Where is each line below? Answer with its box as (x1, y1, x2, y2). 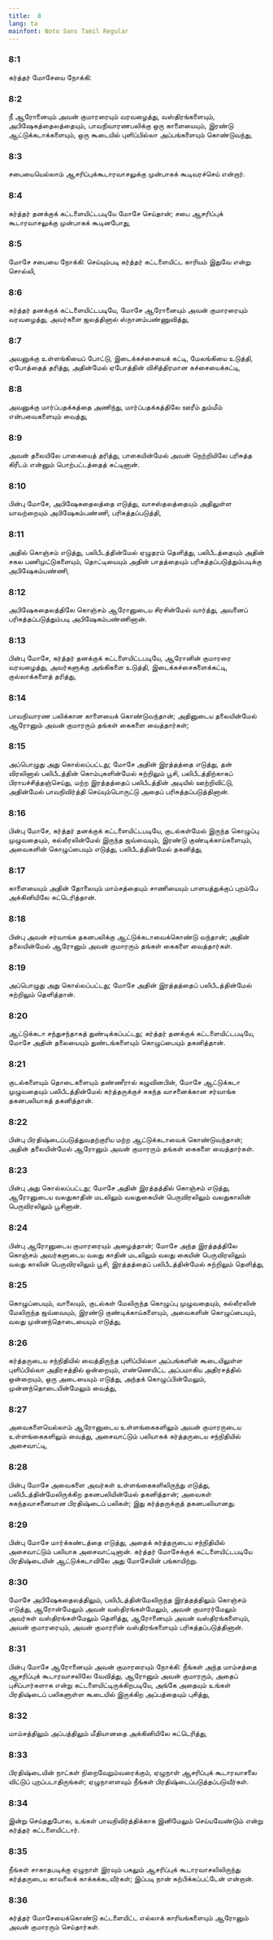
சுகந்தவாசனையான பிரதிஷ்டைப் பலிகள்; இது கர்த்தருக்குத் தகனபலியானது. (8, 1498, 236, 1508)
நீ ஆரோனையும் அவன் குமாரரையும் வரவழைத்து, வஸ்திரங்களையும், (8, 111, 215, 121)
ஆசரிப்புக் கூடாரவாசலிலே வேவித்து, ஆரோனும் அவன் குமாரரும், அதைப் (8, 1671, 238, 1681)
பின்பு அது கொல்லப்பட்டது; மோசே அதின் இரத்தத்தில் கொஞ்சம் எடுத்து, (8, 1183, 231, 1193)
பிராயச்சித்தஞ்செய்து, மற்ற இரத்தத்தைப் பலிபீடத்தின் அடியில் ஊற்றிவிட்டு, (8, 777, 234, 787)
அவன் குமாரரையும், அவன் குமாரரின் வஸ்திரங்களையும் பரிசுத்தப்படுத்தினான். (8, 1622, 244, 1632)
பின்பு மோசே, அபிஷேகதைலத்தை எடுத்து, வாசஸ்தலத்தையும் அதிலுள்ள (8, 499, 232, 509)
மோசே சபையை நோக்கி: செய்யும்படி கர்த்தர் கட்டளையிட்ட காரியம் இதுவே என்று (8, 257, 251, 267)
